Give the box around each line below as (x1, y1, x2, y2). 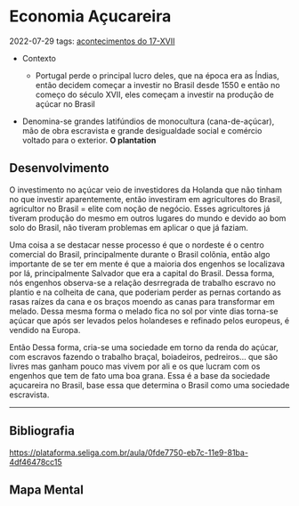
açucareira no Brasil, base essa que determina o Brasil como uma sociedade (9, 379, 290, 390)
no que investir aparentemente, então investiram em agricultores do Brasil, (9, 193, 283, 204)
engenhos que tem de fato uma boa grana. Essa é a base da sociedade (9, 370, 271, 380)
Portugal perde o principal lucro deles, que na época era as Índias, (35, 69, 280, 81)
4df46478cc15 (9, 456, 62, 467)
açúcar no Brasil (35, 98, 96, 109)
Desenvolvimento (9, 160, 109, 175)
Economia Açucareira (9, 6, 172, 27)
